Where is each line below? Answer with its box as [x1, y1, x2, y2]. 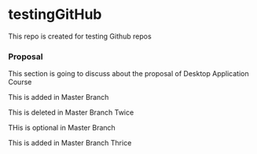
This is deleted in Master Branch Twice [8, 108, 134, 117]
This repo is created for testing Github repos [8, 31, 152, 41]
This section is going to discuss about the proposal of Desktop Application [8, 69, 249, 79]
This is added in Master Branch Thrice [8, 138, 132, 148]
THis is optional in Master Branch [8, 123, 116, 133]
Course [8, 77, 32, 87]
